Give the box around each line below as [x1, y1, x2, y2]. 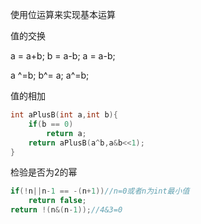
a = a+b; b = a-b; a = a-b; [10, 50, 116, 62]
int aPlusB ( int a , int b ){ [10, 110, 118, 120]
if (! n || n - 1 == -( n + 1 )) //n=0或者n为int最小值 [10, 186, 190, 197]
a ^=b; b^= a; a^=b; [10, 69, 90, 81]
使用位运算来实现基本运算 [10, 9, 116, 20]
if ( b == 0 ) [28, 119, 74, 129]
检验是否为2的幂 [10, 166, 78, 178]
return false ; [28, 196, 87, 206]
